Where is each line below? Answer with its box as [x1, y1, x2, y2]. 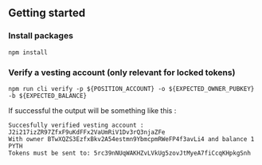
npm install [8, 48, 48, 57]
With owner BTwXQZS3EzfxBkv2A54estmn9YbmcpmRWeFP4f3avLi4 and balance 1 [8, 135, 255, 143]
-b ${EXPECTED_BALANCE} [8, 92, 88, 100]
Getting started [8, 6, 86, 20]
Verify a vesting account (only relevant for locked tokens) [8, 67, 236, 78]
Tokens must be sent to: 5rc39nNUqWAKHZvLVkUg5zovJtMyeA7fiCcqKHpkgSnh [8, 149, 251, 157]
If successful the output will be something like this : [8, 105, 177, 115]
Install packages [8, 30, 74, 41]
